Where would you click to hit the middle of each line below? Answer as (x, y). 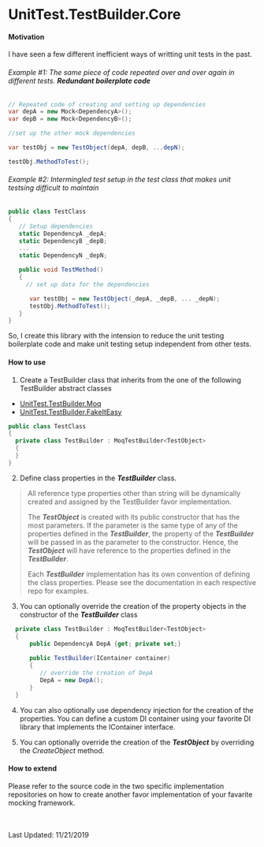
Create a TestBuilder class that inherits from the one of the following (130, 379)
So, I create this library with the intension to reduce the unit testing (116, 336)
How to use (27, 362)
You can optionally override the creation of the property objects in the (133, 606)
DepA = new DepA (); (72, 680)
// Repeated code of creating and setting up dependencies (107, 104)
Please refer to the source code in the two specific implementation (116, 785)
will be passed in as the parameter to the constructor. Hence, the (133, 542)
